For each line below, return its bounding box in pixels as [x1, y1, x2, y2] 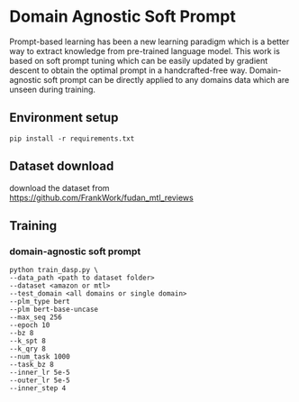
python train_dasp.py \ [9, 266, 99, 275]
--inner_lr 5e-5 [9, 368, 70, 378]
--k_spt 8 [9, 336, 47, 346]
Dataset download [9, 159, 114, 174]
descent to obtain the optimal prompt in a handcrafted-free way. [9, 65, 248, 76]
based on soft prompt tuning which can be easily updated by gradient [9, 55, 268, 66]
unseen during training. [9, 84, 96, 95]
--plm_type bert [9, 297, 70, 306]
